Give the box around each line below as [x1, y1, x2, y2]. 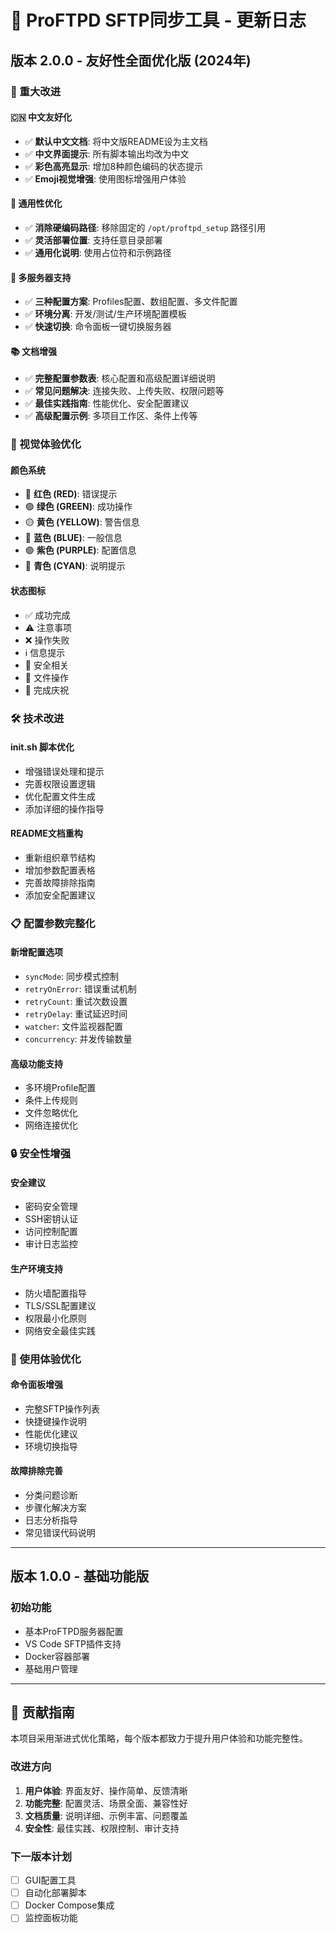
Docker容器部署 [24, 1650, 91, 1662]
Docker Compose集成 [24, 1899, 115, 1911]
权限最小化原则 [24, 1312, 87, 1324]
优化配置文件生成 [24, 790, 96, 802]
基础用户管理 [24, 1662, 78, 1675]
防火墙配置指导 [24, 1287, 87, 1299]
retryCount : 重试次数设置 [24, 996, 128, 1008]
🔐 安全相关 [24, 659, 69, 671]
